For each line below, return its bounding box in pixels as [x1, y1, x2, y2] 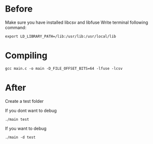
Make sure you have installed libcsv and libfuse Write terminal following [5, 19, 148, 25]
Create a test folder [5, 98, 44, 104]
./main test [5, 117, 29, 122]
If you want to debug [5, 125, 47, 131]
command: [5, 24, 27, 30]
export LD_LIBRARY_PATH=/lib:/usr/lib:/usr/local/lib [5, 34, 117, 39]
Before [5, 3, 33, 15]
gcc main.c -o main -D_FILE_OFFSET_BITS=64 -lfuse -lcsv [5, 66, 123, 71]
